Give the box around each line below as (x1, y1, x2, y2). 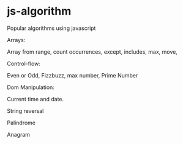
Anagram (7, 131, 30, 138)
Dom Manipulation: (7, 84, 54, 91)
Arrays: (7, 36, 26, 43)
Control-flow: (7, 60, 40, 67)
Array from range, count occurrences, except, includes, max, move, (7, 48, 178, 56)
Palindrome (7, 119, 36, 126)
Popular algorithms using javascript (7, 24, 96, 32)
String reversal (7, 107, 44, 114)
